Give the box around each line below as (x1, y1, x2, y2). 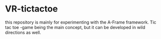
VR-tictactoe (5, 3, 58, 14)
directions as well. (5, 29, 41, 35)
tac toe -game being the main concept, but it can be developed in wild (5, 24, 145, 30)
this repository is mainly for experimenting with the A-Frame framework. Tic (5, 19, 157, 25)
